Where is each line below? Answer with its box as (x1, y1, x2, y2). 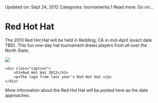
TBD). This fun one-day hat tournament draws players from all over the (5, 42, 147, 48)
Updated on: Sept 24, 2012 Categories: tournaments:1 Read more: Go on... (5, 4, 154, 10)
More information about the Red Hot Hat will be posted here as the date (5, 87, 148, 93)
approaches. (5, 92, 31, 98)
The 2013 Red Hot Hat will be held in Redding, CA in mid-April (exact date (5, 37, 152, 43)
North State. (5, 47, 30, 53)
